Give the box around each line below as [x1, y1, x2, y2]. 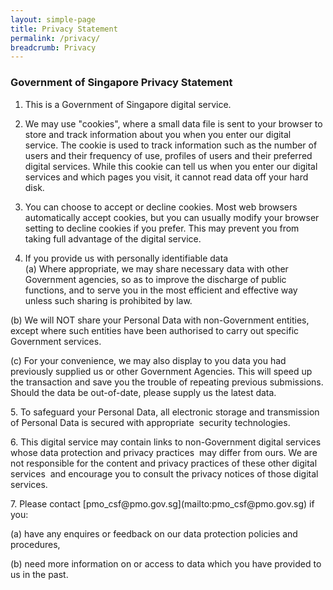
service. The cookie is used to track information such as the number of [24, 139, 318, 151]
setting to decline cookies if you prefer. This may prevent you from [24, 222, 300, 234]
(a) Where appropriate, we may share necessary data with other [24, 262, 289, 275]
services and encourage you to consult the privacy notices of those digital [10, 467, 319, 480]
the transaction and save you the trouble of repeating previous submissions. [10, 376, 324, 388]
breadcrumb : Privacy [10, 42, 97, 53]
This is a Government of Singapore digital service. [24, 98, 232, 110]
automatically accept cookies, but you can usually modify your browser [24, 211, 320, 223]
